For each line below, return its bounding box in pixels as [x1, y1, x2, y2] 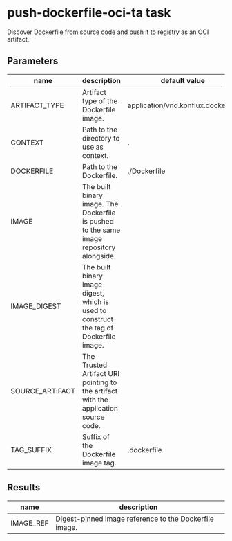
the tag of [81, 323, 114, 332]
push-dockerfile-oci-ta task [7, 5, 171, 21]
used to [81, 305, 107, 315]
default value [160, 76, 206, 85]
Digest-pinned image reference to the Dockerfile [55, 514, 214, 524]
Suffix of [81, 432, 110, 441]
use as [81, 142, 104, 152]
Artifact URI [81, 369, 120, 378]
